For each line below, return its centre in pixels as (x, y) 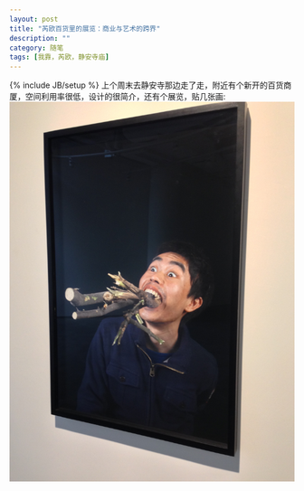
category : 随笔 (37, 48)
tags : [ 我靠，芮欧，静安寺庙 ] (60, 57)
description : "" (40, 38)
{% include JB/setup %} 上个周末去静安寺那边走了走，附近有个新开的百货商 (151, 85)
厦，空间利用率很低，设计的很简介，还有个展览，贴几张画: (118, 97)
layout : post (34, 19)
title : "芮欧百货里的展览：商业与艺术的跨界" (85, 28)
